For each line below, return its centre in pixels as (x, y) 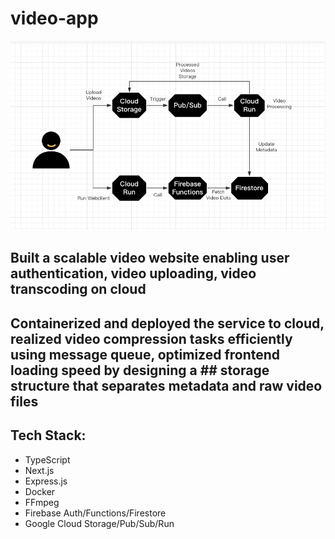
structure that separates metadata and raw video (166, 385)
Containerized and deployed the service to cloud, (167, 323)
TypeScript (47, 459)
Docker (40, 491)
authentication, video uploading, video (133, 273)
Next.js (39, 470)
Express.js (46, 481)
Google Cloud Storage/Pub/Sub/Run (99, 523)
